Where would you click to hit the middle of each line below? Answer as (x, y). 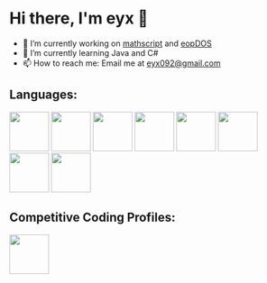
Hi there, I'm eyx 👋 (79, 18)
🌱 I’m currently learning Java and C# (90, 52)
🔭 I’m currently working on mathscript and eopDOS (117, 43)
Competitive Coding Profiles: (92, 218)
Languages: (44, 95)
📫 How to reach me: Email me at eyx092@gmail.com (121, 63)
